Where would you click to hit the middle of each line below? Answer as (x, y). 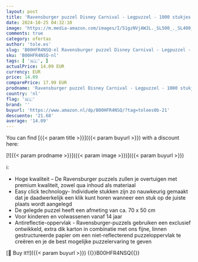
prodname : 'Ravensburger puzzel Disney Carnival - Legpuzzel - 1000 (92, 88)
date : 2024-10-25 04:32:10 (39, 22)
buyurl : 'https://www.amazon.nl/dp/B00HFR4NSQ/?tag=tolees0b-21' (88, 110)
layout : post (22, 11)
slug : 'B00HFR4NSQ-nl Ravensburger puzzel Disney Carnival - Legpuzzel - (99, 50)
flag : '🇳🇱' (21, 99)
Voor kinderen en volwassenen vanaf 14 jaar (68, 217)
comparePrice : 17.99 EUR (37, 83)
